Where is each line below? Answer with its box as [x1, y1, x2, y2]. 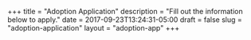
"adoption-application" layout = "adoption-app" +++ [7, 24, 180, 32]
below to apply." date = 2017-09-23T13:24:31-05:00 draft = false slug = [7, 15, 242, 24]
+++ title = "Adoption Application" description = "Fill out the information [7, 7, 244, 16]
